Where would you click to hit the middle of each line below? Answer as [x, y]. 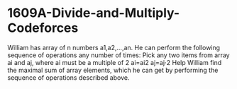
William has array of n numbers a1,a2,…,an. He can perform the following [114, 47]
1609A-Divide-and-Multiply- [94, 13]
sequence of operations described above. [68, 77]
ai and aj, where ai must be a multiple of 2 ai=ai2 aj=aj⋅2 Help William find [115, 62]
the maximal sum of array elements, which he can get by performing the [113, 70]
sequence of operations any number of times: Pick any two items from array [118, 55]
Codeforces [43, 28]
